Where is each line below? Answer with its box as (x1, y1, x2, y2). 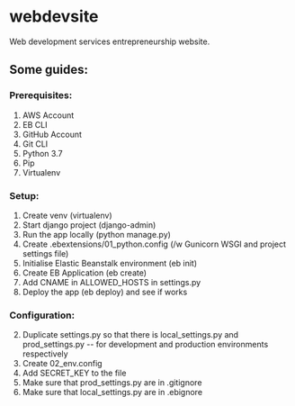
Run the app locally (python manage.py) (22, 229, 171, 239)
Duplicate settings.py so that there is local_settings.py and (22, 329, 239, 340)
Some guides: (9, 62, 88, 77)
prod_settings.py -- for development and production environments (22, 339, 269, 350)
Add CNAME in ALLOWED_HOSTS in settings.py (22, 276, 201, 287)
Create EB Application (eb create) (22, 267, 147, 278)
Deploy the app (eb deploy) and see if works (22, 286, 188, 297)
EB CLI (22, 119, 48, 130)
